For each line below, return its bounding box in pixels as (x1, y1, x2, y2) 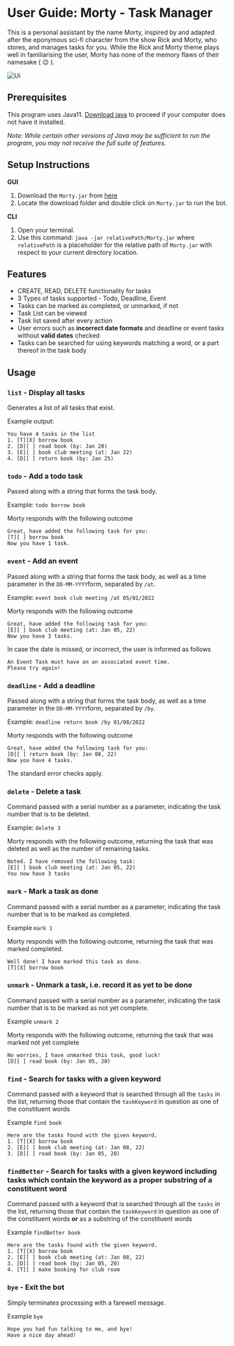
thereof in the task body (17, 346, 87, 355)
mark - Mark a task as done (7, 887, 99, 897)
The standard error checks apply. (7, 769, 103, 778)
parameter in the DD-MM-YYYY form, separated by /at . (7, 580, 156, 588)
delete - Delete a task (7, 786, 82, 796)
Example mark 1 (7, 923, 53, 932)
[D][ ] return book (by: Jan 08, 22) (7, 750, 117, 757)
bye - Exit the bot (7, 1282, 65, 1292)
